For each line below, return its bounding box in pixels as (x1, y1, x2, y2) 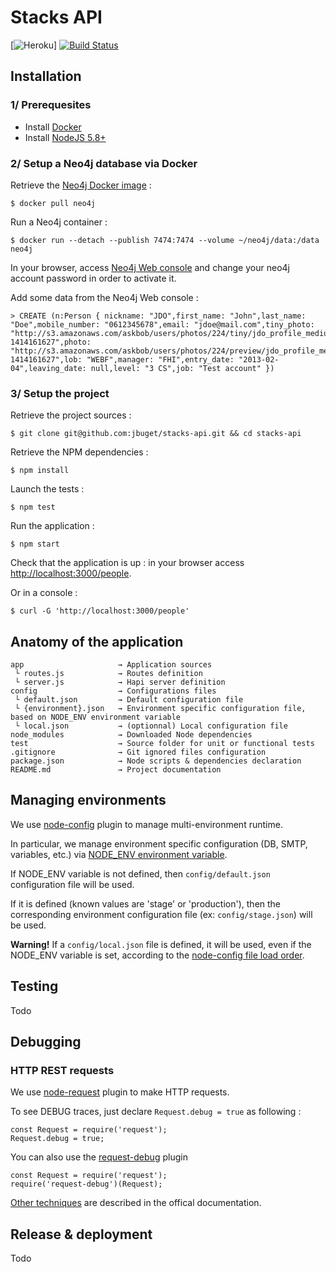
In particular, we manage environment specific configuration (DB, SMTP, (10, 837, 308, 850)
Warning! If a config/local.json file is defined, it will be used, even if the (10, 938, 312, 950)
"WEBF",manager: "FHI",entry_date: (86, 354, 235, 365)
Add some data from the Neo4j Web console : (10, 291, 199, 303)
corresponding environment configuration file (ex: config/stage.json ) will (10, 908, 313, 920)
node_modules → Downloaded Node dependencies (10, 730, 253, 740)
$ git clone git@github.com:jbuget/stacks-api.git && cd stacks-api (10, 429, 302, 439)
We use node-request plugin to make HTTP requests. (10, 1086, 230, 1098)
